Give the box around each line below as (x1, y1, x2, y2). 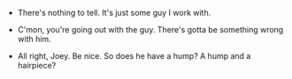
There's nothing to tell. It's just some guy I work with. (17, 8, 211, 18)
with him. (17, 34, 51, 44)
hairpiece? (17, 61, 57, 70)
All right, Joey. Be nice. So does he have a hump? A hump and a (17, 51, 251, 61)
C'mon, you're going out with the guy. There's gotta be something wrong (17, 25, 284, 34)
